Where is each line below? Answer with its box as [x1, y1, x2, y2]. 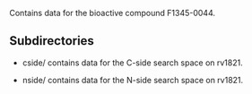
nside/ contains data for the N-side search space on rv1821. [22, 74, 244, 85]
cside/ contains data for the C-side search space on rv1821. [22, 57, 244, 68]
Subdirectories [9, 33, 94, 48]
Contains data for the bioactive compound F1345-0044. [9, 8, 216, 18]
